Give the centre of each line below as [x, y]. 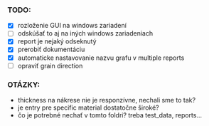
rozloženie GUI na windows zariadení [72, 26]
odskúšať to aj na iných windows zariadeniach [85, 33]
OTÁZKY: [24, 85]
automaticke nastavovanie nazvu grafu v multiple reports [101, 58]
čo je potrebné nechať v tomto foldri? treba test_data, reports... [110, 115]
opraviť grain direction [50, 65]
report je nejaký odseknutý [57, 41]
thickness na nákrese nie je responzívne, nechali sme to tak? [107, 100]
